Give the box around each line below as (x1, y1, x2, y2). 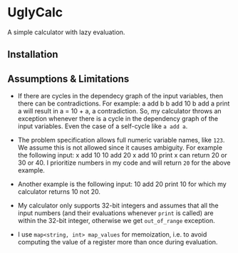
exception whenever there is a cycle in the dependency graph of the (17, 115, 219, 123)
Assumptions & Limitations (7, 73, 130, 85)
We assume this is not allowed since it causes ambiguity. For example (17, 143, 223, 152)
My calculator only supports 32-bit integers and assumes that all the (17, 201, 219, 210)
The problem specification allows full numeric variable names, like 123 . (17, 136, 225, 145)
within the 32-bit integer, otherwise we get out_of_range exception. (17, 217, 215, 225)
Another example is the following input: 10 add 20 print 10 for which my (17, 180, 227, 189)
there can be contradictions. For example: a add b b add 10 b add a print (17, 99, 230, 108)
